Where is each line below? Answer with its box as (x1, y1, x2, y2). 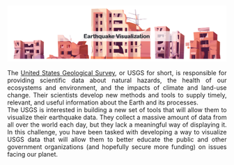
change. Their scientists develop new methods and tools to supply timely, (7, 91, 227, 100)
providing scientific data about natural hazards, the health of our (7, 76, 227, 85)
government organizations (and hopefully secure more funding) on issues (7, 143, 227, 151)
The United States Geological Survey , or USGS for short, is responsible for (7, 69, 228, 77)
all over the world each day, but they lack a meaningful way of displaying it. (7, 120, 227, 129)
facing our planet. (7, 150, 58, 159)
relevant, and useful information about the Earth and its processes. (7, 98, 198, 107)
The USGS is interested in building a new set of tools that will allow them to (7, 106, 227, 114)
